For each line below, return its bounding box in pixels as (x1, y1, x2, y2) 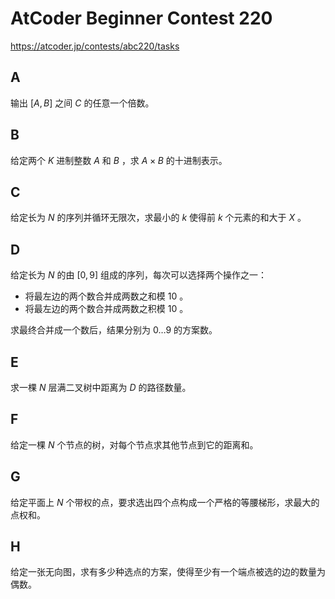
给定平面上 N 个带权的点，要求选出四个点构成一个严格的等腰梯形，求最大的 (10, 496, 320, 508)
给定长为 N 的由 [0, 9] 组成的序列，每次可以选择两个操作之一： (10, 269, 268, 281)
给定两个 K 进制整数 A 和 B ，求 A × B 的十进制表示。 (10, 154, 228, 166)
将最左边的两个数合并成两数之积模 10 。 (24, 303, 189, 315)
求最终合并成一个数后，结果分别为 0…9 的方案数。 (10, 324, 218, 336)
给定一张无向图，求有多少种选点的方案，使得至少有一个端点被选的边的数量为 (10, 566, 326, 578)
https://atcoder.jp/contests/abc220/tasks (10, 40, 180, 52)
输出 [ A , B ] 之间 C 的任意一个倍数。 (10, 97, 155, 109)
